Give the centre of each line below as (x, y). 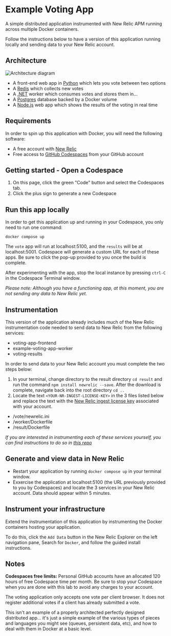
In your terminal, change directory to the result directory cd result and (87, 379)
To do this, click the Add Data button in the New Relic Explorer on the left (81, 537)
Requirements (28, 121)
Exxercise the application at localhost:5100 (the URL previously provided (89, 482)
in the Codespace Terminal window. (43, 278)
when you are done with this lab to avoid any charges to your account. (79, 587)
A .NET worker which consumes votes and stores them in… (75, 94)
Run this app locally (37, 210)
